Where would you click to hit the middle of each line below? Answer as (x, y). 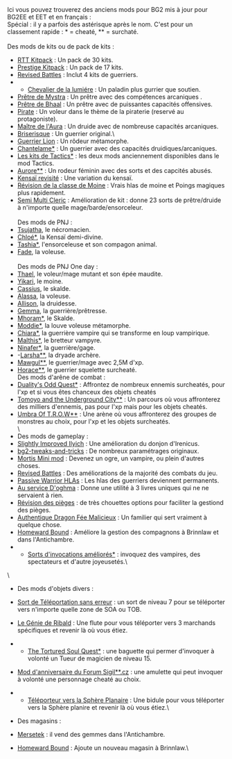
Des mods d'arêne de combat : (61, 377)
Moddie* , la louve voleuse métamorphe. (74, 326)
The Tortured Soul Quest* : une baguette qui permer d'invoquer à (121, 651)
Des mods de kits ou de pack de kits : (61, 47)
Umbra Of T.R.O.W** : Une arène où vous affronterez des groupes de (117, 414)
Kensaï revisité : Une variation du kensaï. (75, 178)
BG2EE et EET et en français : (49, 17)
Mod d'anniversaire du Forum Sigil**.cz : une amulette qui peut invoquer (120, 672)
